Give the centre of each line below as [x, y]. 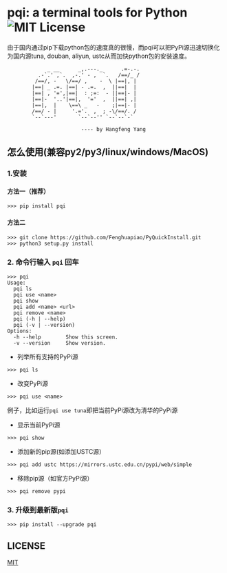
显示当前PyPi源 [39, 425]
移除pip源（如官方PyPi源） [55, 478]
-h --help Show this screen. [66, 337]
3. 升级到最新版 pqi [38, 510]
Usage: [17, 283]
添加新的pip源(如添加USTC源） [61, 451]
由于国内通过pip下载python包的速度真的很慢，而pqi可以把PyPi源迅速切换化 [113, 47]
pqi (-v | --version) [44, 325]
